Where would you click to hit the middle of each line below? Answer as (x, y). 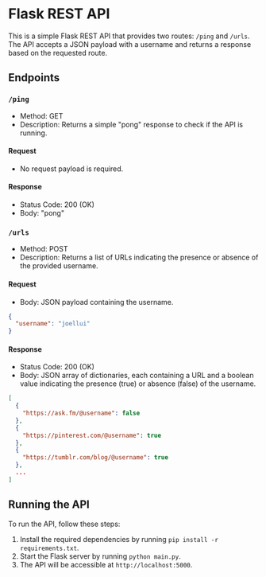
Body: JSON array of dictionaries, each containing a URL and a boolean (137, 376)
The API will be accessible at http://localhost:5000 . (106, 564)
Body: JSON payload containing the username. (96, 302)
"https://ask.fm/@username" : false (81, 413)
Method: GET (41, 115)
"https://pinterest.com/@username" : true (92, 435)
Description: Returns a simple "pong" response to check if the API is (131, 124)
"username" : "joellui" (53, 324)
